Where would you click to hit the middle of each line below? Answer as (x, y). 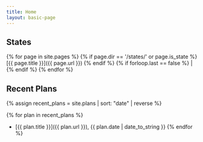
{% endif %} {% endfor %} (40, 70)
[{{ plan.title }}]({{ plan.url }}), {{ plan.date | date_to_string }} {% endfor (104, 127)
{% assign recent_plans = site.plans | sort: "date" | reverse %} (84, 103)
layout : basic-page (31, 18)
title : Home (21, 12)
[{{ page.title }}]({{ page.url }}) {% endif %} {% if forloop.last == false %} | (99, 63)
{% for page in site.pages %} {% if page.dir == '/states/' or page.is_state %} (102, 57)
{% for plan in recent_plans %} (45, 115)
